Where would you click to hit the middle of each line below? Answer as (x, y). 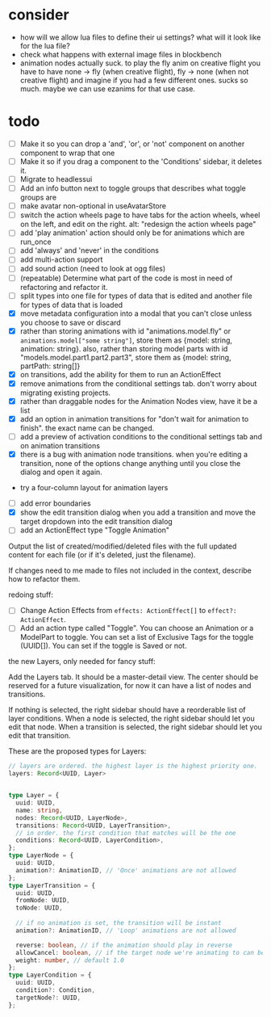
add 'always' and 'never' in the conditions (90, 250)
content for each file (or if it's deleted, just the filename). (102, 555)
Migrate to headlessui (56, 179)
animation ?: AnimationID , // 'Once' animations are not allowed (126, 870)
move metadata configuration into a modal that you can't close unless (136, 313)
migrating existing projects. (65, 393)
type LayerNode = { (41, 855)
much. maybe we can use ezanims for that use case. (108, 88)
